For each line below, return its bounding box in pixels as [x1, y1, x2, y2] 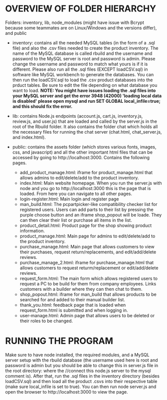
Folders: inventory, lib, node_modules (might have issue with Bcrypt [5, 19, 145, 25]
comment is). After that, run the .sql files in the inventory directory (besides [5, 373, 160, 379]
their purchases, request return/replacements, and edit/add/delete [19, 249, 157, 255]
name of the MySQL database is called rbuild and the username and [12, 50, 153, 56]
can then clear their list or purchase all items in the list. [19, 217, 132, 223]
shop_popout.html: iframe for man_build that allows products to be [19, 291, 157, 297]
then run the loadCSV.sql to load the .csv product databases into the [12, 77, 153, 83]
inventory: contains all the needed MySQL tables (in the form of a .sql [12, 39, 156, 45]
